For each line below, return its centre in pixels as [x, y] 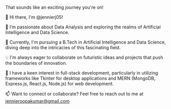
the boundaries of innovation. [36, 63]
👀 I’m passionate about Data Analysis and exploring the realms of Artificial [83, 27]
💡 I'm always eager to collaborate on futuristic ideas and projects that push [84, 57]
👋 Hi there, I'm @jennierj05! [34, 17]
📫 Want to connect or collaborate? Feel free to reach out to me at [75, 94]
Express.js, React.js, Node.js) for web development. [59, 84]
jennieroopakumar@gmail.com [38, 101]
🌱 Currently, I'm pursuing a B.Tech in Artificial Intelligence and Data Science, [86, 42]
